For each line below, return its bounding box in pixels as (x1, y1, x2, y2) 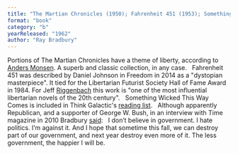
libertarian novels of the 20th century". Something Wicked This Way (7, 93, 209, 102)
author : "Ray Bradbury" (7, 37, 78, 44)
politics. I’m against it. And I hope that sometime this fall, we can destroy (7, 124, 218, 132)
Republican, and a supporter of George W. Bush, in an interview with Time (7, 109, 223, 117)
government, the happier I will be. (7, 138, 106, 147)
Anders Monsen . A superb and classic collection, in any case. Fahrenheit (7, 64, 223, 72)
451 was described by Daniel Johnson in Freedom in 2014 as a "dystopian (7, 71, 223, 80)
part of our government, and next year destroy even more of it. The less (7, 131, 217, 140)
